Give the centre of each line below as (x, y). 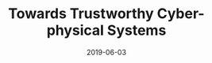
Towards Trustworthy (81, 14)
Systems (137, 30)
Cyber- (181, 14)
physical (75, 30)
